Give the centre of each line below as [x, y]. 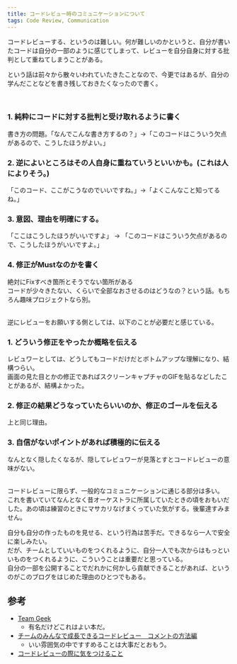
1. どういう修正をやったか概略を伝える [73, 342]
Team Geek [34, 619]
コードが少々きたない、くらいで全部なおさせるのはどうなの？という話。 [112, 291]
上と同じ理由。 [29, 422]
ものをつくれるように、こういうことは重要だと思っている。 [100, 559]
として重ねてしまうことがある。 [60, 59]
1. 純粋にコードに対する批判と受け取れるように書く [94, 117]
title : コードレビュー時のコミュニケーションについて [76, 14]
